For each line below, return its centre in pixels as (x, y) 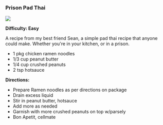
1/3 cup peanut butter (36, 59)
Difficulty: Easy (22, 28)
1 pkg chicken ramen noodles (44, 54)
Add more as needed (35, 106)
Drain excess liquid (33, 95)
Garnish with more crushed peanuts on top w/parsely (69, 112)
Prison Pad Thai (25, 8)
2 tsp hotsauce (29, 70)
